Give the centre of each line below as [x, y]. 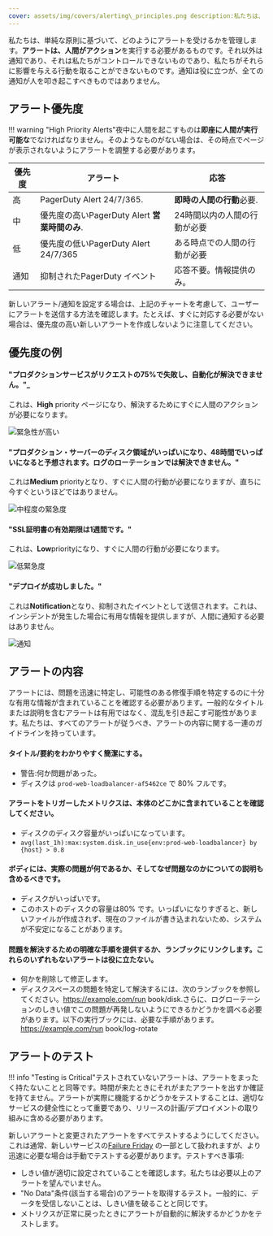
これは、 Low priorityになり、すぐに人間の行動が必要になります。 [116, 549]
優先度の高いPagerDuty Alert [95, 215]
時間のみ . [66, 228]
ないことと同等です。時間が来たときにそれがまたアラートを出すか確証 [147, 1088]
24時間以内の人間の [212, 215]
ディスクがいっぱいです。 [62, 899]
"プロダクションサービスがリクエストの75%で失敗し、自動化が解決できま [132, 375]
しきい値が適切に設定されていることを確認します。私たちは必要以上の [137, 1173]
